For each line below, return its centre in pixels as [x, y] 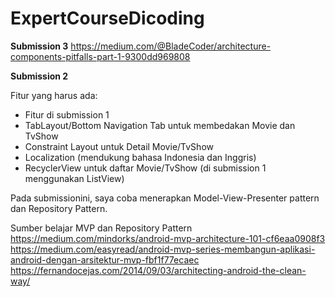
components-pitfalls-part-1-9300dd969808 [100, 56]
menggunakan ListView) [74, 178]
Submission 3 [39, 46]
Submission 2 [39, 76]
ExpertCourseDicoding [107, 18]
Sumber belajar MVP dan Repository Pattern [101, 228]
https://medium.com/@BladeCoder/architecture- [171, 46]
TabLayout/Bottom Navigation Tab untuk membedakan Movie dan [160, 125]
